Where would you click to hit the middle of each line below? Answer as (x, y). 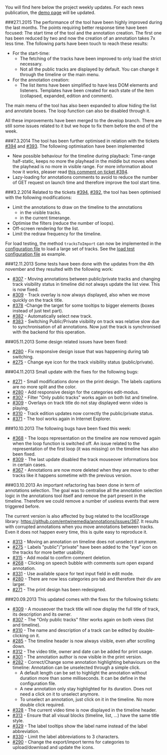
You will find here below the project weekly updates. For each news (75, 7)
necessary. (31, 64)
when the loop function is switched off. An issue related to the (76, 443)
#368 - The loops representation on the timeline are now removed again (86, 438)
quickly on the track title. (38, 300)
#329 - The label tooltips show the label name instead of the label (80, 726)
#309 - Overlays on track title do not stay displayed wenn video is (80, 403)
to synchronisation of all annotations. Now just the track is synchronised (86, 327)
